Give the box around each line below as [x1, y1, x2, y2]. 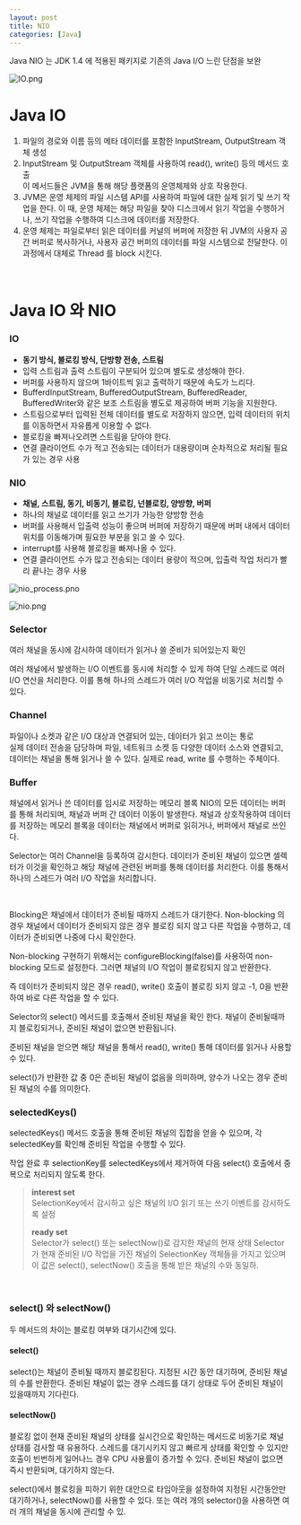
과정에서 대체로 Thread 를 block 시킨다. [21, 248, 163, 259]
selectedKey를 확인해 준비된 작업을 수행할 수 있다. [9, 1139, 186, 1150]
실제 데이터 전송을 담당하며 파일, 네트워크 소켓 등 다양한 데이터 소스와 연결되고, [9, 741, 284, 752]
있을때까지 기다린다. [9, 1389, 79, 1399]
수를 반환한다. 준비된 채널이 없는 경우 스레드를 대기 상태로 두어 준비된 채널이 [18, 1377, 284, 1388]
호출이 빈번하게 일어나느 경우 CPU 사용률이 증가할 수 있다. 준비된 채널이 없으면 [9, 1453, 284, 1464]
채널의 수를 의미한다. [18, 1082, 91, 1093]
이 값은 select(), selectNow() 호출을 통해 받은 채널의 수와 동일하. [30, 1260, 260, 1271]
